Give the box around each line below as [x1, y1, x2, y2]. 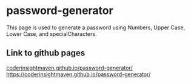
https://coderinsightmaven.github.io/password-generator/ [6, 71, 151, 78]
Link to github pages [6, 48, 85, 58]
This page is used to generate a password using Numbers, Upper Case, [6, 24, 186, 31]
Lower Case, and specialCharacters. [6, 30, 97, 37]
